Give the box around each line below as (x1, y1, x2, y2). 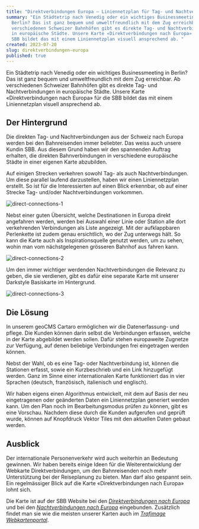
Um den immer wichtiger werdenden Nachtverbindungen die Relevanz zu (6, 266, 185, 273)
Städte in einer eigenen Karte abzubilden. (6, 158, 108, 166)
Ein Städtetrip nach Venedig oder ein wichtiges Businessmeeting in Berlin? (6, 69, 188, 76)
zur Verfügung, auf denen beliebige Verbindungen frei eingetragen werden (6, 342, 190, 350)
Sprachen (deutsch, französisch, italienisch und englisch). (6, 379, 148, 386)
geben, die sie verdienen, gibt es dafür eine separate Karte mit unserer (6, 272, 179, 280)
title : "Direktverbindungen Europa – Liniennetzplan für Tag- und (6, 8, 174, 15)
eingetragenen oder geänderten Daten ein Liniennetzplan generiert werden (6, 396, 190, 403)
